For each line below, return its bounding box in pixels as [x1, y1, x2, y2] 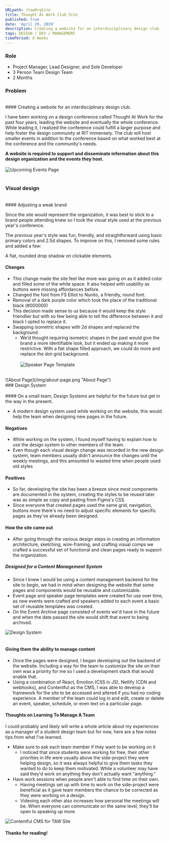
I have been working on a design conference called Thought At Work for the [5, 114, 163, 120]
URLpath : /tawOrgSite [5, 7, 51, 13]
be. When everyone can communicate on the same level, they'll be [20, 803, 159, 809]
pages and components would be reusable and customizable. [12, 587, 141, 593]
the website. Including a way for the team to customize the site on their [12, 663, 160, 669]
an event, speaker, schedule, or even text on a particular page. [12, 700, 143, 706]
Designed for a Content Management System [5, 564, 102, 570]
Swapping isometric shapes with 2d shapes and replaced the [12, 324, 140, 330]
